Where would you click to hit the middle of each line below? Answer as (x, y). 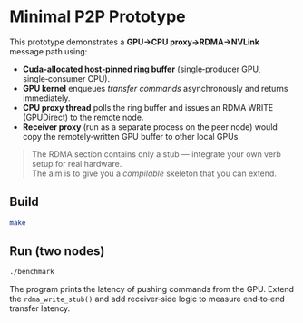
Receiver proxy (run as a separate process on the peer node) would (150, 127)
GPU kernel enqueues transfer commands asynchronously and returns (155, 88)
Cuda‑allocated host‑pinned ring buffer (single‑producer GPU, (142, 69)
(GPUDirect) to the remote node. (83, 117)
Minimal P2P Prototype (98, 17)
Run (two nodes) (57, 251)
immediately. (46, 98)
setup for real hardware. (77, 163)
